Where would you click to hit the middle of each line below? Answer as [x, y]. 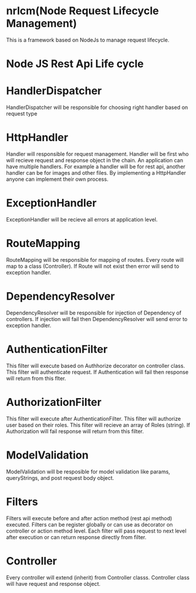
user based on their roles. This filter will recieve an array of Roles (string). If [98, 425]
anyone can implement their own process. [57, 179]
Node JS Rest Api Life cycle [75, 64]
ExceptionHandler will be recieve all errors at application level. [82, 219]
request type [22, 114]
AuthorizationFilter [54, 402]
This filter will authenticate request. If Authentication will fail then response [97, 372]
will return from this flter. [36, 378]
